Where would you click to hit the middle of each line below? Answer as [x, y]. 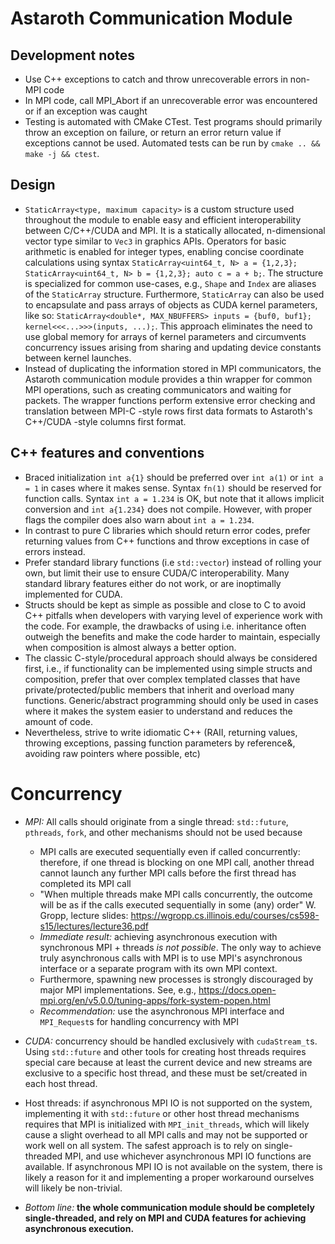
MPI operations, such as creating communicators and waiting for [158, 389]
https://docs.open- [237, 989]
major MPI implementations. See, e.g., [118, 989]
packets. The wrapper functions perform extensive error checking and [170, 400]
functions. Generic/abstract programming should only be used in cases [171, 700]
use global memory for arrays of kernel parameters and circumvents [165, 336]
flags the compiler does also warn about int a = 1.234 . [139, 519]
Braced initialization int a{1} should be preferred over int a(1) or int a [174, 477]
